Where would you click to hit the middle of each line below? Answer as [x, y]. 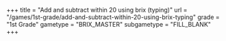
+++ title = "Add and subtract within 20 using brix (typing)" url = [97, 10]
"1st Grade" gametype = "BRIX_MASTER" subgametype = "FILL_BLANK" [109, 24]
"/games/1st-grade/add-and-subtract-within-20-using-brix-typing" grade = [113, 17]
